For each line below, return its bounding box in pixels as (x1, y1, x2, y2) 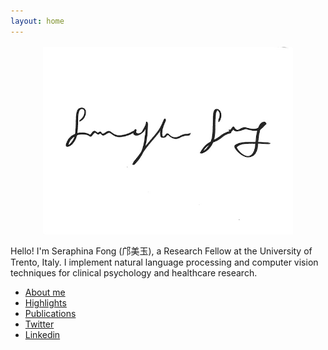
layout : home (10, 16, 65, 26)
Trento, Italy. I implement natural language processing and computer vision (10, 256, 319, 268)
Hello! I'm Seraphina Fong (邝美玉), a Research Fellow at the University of (10, 245, 313, 257)
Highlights (24, 296, 67, 309)
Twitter (24, 318, 55, 330)
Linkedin (24, 328, 61, 340)
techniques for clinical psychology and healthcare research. (10, 266, 258, 279)
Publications (24, 307, 77, 319)
